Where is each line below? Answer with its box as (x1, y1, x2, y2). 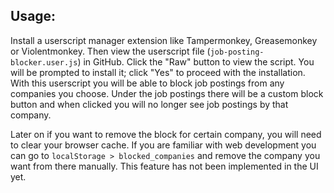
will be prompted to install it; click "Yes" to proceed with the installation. (10, 66, 306, 78)
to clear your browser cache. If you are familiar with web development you (10, 139, 317, 151)
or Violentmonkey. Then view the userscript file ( (10, 45, 211, 57)
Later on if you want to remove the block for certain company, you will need (10, 128, 322, 140)
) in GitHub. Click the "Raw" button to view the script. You (77, 55, 315, 68)
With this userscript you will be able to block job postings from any (10, 77, 285, 89)
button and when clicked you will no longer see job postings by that (10, 98, 289, 110)
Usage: (10, 8, 57, 25)
